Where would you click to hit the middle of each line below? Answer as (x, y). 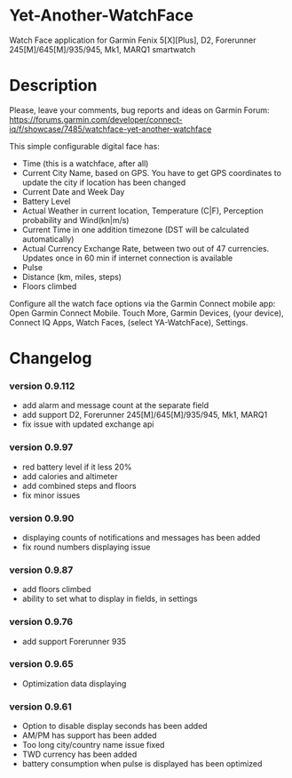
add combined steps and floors (79, 485)
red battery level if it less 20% (77, 467)
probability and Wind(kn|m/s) (75, 220)
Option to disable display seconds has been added (114, 726)
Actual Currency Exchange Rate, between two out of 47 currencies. (146, 248)
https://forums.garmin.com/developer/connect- (96, 119)
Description (53, 86)
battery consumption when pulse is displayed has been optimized (142, 764)
